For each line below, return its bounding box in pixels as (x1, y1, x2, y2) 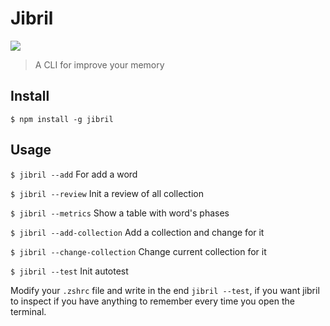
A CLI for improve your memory (34, 58, 165, 71)
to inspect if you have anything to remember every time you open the (10, 295, 295, 307)
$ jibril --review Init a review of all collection (10, 187, 204, 199)
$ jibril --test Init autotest (10, 265, 129, 277)
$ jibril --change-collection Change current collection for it (10, 245, 267, 257)
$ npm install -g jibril (10, 114, 114, 124)
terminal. (10, 305, 47, 317)
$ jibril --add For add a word (10, 168, 138, 180)
